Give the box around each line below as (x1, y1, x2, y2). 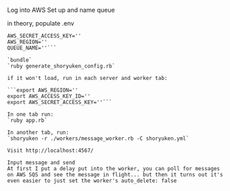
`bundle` (7, 57, 32, 63)
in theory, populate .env (7, 19, 74, 27)
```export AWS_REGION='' (7, 87, 79, 94)
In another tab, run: (7, 129, 70, 136)
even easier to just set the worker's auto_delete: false (7, 177, 177, 184)
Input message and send (7, 159, 76, 166)
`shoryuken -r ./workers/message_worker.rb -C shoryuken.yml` (7, 135, 189, 142)
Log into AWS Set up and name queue (7, 6, 115, 14)
